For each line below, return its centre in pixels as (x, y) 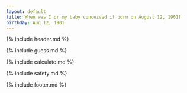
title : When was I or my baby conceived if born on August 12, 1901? (94, 17)
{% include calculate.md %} (40, 62)
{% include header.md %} (38, 39)
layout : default (26, 11)
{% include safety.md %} (37, 74)
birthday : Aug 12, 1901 (36, 22)
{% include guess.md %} (36, 51)
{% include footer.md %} (36, 85)
